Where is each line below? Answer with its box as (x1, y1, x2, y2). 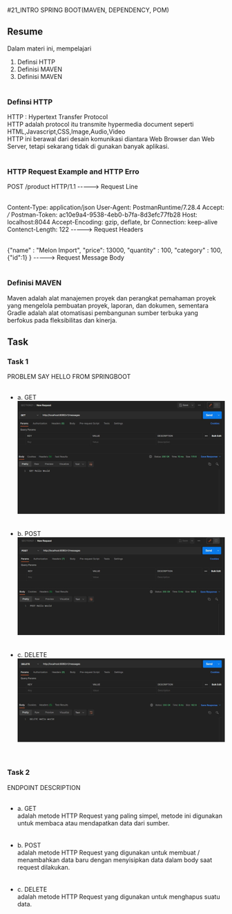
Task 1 (7, 357, 29, 366)
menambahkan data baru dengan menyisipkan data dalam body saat (17, 855, 213, 864)
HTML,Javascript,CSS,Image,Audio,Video (7, 127, 126, 136)
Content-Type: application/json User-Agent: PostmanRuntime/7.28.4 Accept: (7, 204, 224, 212)
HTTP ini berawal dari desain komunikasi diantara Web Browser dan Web (7, 135, 215, 143)
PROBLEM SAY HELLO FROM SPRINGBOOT (7, 373, 131, 381)
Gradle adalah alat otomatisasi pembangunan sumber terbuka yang (7, 308, 199, 317)
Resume (7, 26, 43, 37)
